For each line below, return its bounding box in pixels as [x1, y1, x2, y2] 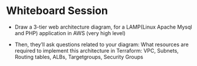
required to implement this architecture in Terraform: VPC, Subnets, [14, 47, 179, 54]
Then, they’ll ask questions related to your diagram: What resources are [14, 41, 189, 48]
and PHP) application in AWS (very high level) [14, 29, 126, 36]
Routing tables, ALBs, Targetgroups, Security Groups [14, 53, 143, 60]
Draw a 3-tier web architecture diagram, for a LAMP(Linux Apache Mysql [14, 23, 192, 30]
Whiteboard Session [6, 4, 108, 18]
